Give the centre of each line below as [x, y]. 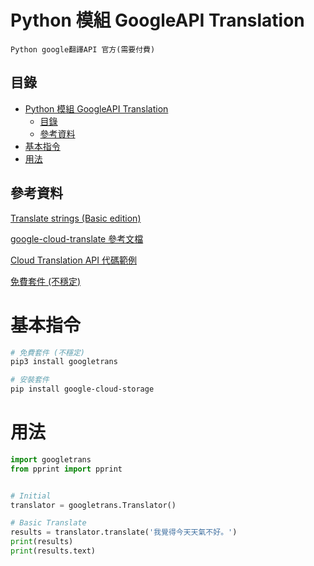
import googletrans [51, 459]
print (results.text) [53, 551]
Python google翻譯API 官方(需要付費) [83, 49]
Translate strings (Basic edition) [76, 218]
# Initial [31, 496]
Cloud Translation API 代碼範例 [73, 260]
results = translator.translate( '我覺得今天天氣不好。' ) [124, 532]
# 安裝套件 [30, 380]
